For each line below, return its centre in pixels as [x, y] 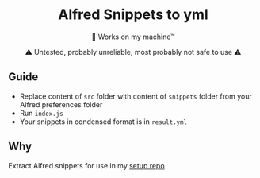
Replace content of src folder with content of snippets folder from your [136, 96]
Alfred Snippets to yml [133, 15]
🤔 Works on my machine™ [133, 37]
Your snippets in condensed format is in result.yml [103, 122]
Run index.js [41, 113]
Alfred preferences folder [61, 104]
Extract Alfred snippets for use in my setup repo [86, 165]
